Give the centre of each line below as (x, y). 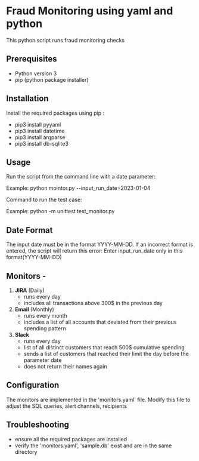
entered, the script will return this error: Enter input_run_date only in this (94, 251)
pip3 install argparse (40, 137)
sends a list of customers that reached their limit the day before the (106, 354)
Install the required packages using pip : (55, 113)
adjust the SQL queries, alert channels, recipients (66, 406)
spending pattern (45, 328)
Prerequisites (32, 59)
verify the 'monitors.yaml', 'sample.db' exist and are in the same (93, 445)
